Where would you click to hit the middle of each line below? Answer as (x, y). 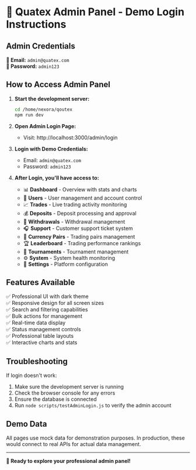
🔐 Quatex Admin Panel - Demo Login (95, 12)
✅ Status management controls (44, 330)
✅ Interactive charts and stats (42, 342)
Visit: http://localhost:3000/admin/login (70, 138)
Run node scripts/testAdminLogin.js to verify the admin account (93, 406)
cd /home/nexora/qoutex (43, 109)
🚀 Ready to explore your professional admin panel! (69, 461)
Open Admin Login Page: (45, 126)
